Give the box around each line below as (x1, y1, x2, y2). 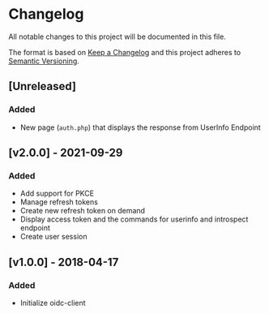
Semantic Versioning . (8, 56, 79, 66)
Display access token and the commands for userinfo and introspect (19, 214, 249, 224)
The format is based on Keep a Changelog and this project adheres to (8, 47, 241, 57)
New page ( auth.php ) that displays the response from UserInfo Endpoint (19, 123, 261, 132)
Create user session (19, 232, 88, 242)
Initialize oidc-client (19, 298, 87, 308)
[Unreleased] (8, 80, 77, 93)
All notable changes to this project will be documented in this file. (8, 32, 227, 41)
